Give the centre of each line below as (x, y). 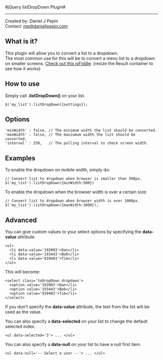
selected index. (20, 326)
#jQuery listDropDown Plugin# (35, 7)
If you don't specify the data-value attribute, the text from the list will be (77, 307)
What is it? (21, 42)
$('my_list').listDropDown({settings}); (47, 104)
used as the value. (24, 312)
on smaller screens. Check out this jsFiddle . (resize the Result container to (79, 63)
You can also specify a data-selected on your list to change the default (76, 321)
